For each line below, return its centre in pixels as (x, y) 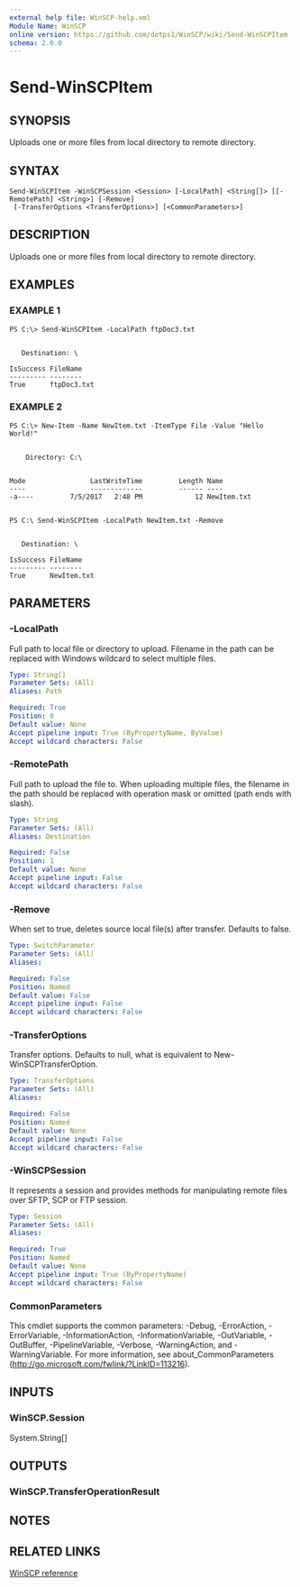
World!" (24, 434)
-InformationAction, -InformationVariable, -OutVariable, (165, 1335)
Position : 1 (32, 861)
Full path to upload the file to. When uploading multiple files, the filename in (150, 784)
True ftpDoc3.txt (52, 384)
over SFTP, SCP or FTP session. (69, 1199)
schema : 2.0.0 (36, 43)
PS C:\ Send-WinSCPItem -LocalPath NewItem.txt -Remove (116, 520)
